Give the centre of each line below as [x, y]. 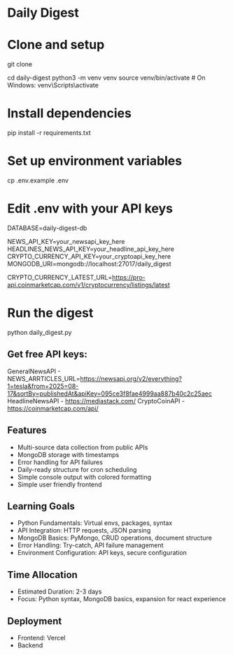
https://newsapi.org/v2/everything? [131, 378]
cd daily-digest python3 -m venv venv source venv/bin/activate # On [106, 78]
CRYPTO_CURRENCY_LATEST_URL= [60, 277]
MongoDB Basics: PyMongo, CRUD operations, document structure [114, 538]
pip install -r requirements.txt [49, 133]
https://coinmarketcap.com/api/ [53, 408]
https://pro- [128, 277]
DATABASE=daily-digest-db [47, 228]
